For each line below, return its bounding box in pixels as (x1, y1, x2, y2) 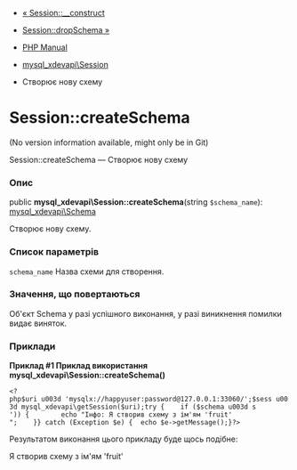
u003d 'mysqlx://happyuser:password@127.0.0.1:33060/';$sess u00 (41, 395, 289, 404)
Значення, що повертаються (9, 288, 140, 301)
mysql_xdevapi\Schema (9, 207, 96, 217)
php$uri (9, 395, 38, 404)
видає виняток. (9, 318, 68, 328)
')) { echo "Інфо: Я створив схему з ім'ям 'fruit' (9, 410, 233, 419)
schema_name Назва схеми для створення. (9, 266, 165, 277)
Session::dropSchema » (21, 25, 110, 35)
